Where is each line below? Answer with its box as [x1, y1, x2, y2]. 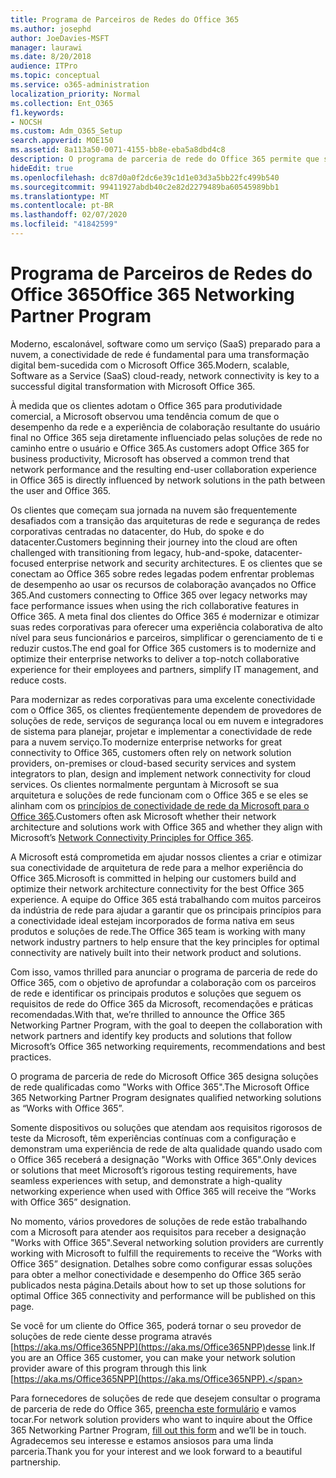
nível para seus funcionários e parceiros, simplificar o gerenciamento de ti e [10, 631, 323, 643]
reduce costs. [10, 674, 67, 686]
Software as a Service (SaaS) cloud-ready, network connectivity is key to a [10, 369, 320, 381]
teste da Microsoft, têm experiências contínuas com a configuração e [10, 1132, 297, 1144]
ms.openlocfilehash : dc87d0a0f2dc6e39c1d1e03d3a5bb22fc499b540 [10, 172, 280, 183]
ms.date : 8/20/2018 [10, 52, 92, 62]
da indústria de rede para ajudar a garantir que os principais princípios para [10, 904, 322, 916]
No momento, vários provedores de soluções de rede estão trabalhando [10, 1215, 308, 1227]
